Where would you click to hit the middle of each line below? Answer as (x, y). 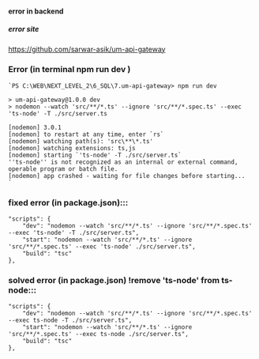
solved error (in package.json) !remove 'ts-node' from (114, 281)
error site (24, 29)
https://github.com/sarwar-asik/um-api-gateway (87, 49)
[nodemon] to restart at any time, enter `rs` (86, 134)
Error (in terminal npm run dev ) (69, 70)
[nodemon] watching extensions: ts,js (72, 148)
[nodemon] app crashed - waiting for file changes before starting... (127, 176)
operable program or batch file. (63, 169)
